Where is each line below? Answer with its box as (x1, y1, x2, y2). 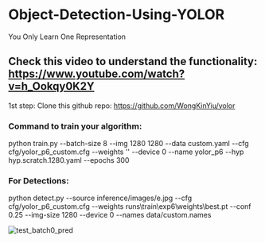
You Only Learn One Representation (8, 32, 126, 41)
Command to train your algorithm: (8, 121, 142, 132)
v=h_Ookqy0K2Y (8, 79, 95, 93)
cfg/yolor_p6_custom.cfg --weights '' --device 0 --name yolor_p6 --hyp (8, 147, 244, 156)
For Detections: (8, 175, 69, 186)
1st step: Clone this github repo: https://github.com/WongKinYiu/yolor (8, 101, 236, 110)
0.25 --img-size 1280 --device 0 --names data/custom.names (8, 210, 212, 220)
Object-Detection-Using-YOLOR (8, 6, 225, 24)
